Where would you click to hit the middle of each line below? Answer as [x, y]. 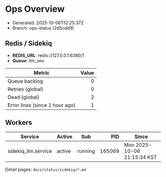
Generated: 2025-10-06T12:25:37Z [48, 23]
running [86, 151]
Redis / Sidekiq [29, 44]
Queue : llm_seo [28, 61]
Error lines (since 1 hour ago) [41, 105]
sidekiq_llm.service [30, 151]
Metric [42, 72]
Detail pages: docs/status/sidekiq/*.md [46, 169]
